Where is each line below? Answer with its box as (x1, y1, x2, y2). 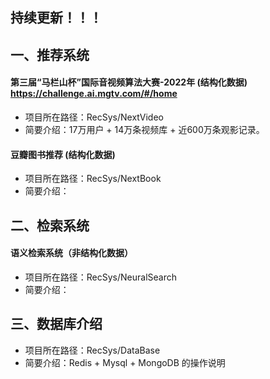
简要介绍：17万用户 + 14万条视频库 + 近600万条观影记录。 (24, 123, 265, 135)
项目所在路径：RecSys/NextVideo (24, 111, 164, 123)
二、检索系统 (10, 217, 90, 234)
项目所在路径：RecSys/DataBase (24, 344, 161, 356)
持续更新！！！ (10, 9, 103, 27)
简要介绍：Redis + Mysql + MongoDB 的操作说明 (24, 356, 226, 368)
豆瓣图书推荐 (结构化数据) (10, 148, 116, 160)
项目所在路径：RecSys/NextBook (24, 173, 162, 185)
